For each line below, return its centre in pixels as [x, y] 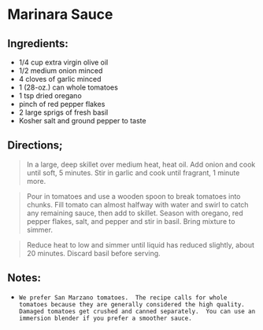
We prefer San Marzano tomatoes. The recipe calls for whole [123, 297]
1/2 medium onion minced [61, 71]
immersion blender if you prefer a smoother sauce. [105, 318]
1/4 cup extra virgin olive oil [63, 62]
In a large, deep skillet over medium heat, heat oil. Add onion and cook [141, 164]
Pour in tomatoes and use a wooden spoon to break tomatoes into [133, 196]
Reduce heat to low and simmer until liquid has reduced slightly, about [141, 244]
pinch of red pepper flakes [62, 104]
